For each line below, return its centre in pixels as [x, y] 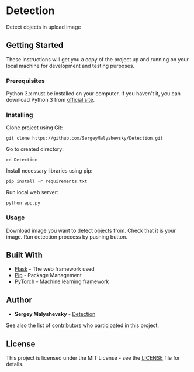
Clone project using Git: [34, 128]
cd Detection [22, 160]
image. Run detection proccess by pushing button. [67, 237]
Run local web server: [32, 192]
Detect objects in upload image [44, 27]
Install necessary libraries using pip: [49, 171]
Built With [24, 255]
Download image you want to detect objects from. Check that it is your [91, 230]
